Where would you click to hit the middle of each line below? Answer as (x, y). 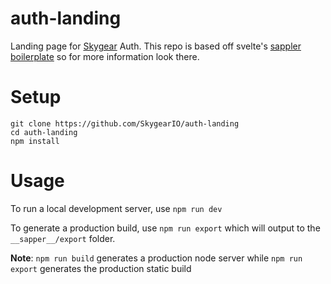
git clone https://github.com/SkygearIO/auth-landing (125, 123)
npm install (35, 141)
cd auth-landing (44, 132)
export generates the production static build (101, 268)
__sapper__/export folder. (63, 238)
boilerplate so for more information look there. (105, 56)
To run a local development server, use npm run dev (116, 208)
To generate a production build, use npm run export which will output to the (165, 228)
